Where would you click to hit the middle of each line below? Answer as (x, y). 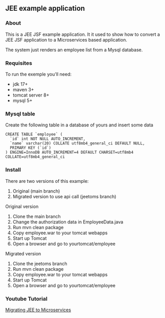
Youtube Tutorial (26, 298)
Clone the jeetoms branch (40, 264)
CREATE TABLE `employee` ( (34, 135)
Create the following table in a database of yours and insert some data (79, 125)
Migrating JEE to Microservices (38, 310)
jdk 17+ (20, 84)
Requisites (19, 63)
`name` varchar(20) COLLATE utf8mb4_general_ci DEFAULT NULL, (77, 143)
